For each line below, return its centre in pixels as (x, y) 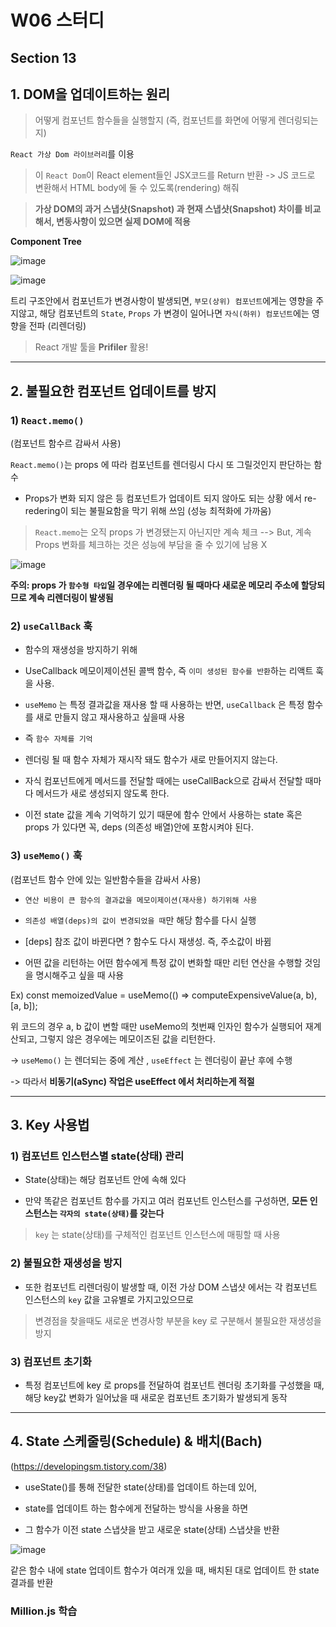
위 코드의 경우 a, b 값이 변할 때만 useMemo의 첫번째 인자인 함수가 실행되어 (156, 1026)
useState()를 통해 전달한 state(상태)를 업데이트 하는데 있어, (141, 1487)
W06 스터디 (57, 20)
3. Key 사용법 (50, 1125)
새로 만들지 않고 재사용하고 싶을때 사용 (110, 717)
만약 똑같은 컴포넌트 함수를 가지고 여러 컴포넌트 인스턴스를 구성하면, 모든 (166, 1201)
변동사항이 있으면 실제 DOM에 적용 (123, 222)
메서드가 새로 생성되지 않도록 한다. (102, 793)
